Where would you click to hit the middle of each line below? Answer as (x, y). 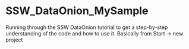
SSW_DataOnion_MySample (77, 11)
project (14, 40)
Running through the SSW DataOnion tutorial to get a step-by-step (87, 27)
